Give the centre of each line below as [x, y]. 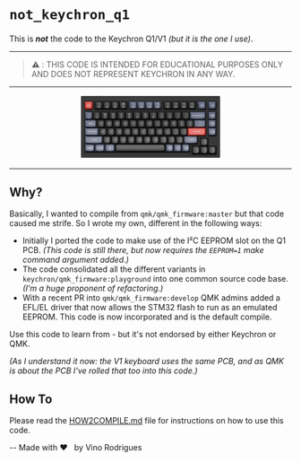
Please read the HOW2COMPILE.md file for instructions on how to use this [146, 421]
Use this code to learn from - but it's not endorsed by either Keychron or [143, 335]
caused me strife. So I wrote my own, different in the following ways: [136, 223]
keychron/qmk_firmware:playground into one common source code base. [155, 279]
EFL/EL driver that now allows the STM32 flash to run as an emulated [150, 308]
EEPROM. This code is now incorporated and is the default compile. [147, 317]
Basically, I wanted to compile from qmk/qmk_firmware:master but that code [147, 214]
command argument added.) [76, 260]
